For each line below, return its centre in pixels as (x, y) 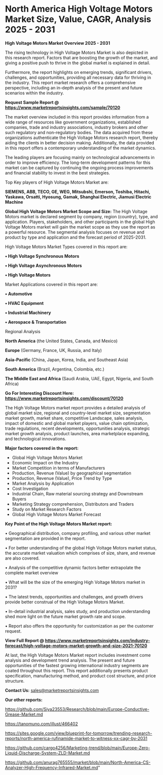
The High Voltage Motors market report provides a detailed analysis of (75, 407)
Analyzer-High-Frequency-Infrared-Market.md (52, 767)
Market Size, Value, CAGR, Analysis (78, 19)
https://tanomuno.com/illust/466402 (41, 723)
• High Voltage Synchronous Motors (42, 256)
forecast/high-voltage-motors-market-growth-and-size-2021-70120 (76, 646)
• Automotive (19, 294)
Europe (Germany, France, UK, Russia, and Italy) (53, 350)
